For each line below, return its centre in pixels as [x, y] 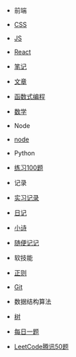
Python [24, 153]
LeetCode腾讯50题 [41, 346]
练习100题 [28, 168]
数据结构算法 [32, 302]
